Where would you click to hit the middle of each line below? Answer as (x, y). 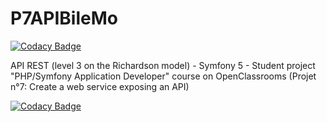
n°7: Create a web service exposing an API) (100, 86)
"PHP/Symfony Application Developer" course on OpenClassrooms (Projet (163, 76)
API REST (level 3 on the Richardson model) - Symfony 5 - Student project (163, 65)
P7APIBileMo (64, 18)
